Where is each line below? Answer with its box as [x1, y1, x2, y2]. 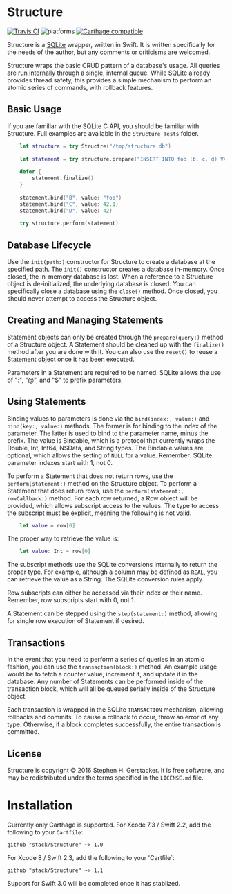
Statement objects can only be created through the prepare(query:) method [7, 333, 224, 341]
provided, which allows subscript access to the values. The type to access [7, 501, 220, 509]
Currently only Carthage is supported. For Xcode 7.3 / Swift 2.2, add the [7, 821, 211, 829]
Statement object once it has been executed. [7, 355, 135, 363]
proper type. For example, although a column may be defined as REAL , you [7, 568, 218, 576]
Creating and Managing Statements [7, 315, 164, 326]
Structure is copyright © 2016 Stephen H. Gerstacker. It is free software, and [7, 766, 225, 774]
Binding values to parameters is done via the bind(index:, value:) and [7, 414, 210, 423]
